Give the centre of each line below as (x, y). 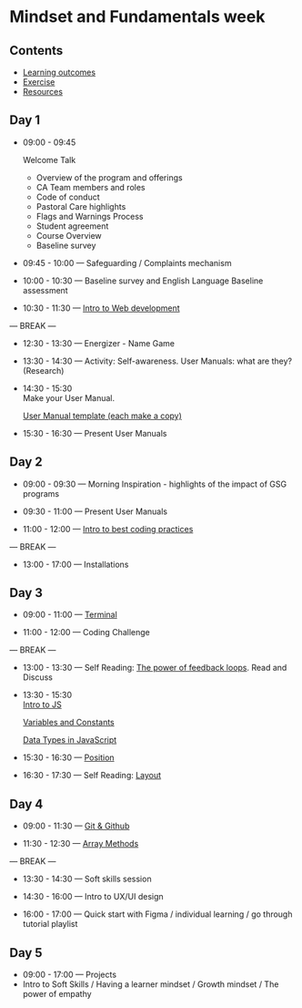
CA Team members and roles (91, 187)
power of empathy (57, 994)
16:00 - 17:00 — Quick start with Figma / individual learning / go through (157, 914)
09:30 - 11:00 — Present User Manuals (95, 511)
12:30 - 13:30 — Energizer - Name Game (99, 343)
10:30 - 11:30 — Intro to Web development (101, 308)
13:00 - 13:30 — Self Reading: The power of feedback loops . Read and (155, 668)
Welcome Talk (49, 159)
